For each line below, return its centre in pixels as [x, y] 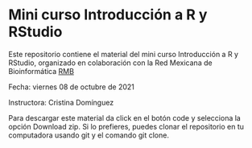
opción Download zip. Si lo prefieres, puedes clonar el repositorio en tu [126, 126]
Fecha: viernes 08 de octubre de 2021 [71, 87]
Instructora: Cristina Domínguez [61, 102]
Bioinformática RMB [41, 71]
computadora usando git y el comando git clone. [89, 135]
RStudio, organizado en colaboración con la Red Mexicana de [110, 63]
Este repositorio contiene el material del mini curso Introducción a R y [124, 54]
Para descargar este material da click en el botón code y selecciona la [125, 117]
